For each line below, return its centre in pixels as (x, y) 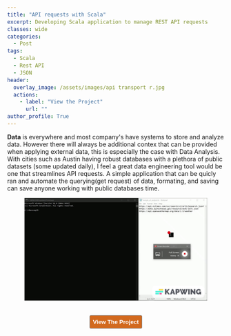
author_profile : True (38, 117)
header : (18, 80)
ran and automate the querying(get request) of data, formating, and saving (113, 181)
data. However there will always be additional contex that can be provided (112, 144)
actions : (26, 95)
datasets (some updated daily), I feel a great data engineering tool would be (115, 166)
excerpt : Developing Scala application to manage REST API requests (108, 22)
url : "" (37, 109)
